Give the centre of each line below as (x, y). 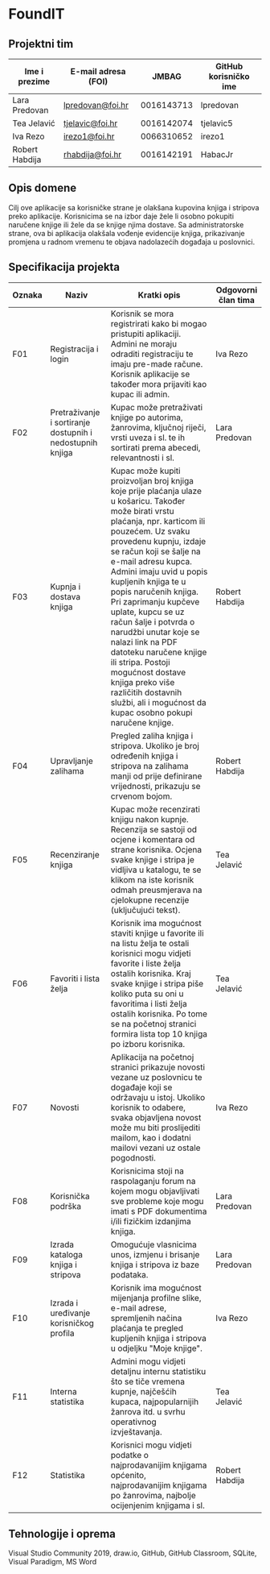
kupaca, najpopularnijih (155, 1402)
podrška (66, 1206)
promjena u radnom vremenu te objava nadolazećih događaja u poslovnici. (132, 242)
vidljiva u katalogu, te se (156, 870)
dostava (65, 596)
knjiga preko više (143, 682)
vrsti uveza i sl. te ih (148, 438)
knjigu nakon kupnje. (149, 819)
